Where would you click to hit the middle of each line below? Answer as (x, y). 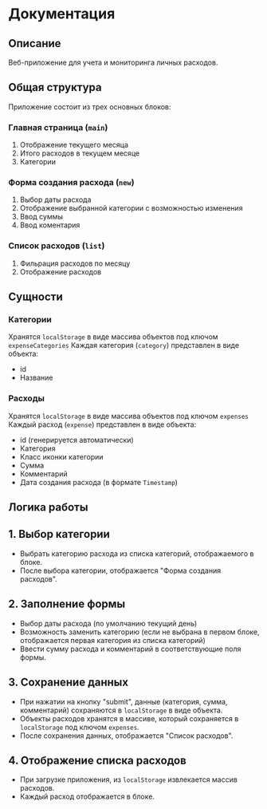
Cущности (36, 297)
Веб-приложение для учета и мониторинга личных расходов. (113, 62)
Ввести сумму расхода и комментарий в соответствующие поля (130, 649)
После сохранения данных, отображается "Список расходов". (126, 736)
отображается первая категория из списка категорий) (112, 640)
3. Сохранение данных (69, 683)
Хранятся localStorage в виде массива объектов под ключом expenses (129, 416)
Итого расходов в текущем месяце (80, 153)
